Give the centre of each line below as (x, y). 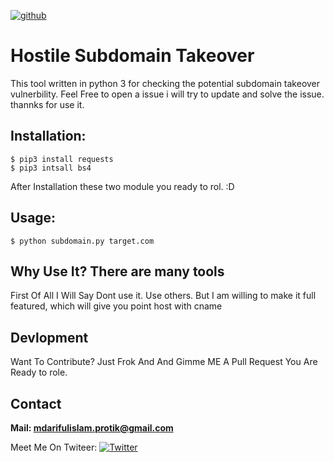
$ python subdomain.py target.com (82, 241)
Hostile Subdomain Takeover (132, 56)
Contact (36, 403)
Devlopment (49, 337)
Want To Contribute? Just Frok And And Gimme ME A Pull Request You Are (164, 362)
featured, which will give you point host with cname (116, 306)
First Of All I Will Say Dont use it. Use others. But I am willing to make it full (163, 296)
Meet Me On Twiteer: (54, 447)
